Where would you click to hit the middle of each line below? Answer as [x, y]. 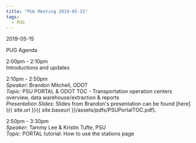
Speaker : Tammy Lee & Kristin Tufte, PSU [56, 128]
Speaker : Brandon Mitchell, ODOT [47, 85]
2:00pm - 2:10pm [27, 61]
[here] [183, 104]
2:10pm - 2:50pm [27, 79]
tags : [13, 17]
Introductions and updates [38, 68]
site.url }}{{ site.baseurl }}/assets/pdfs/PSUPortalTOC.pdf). [85, 110]
